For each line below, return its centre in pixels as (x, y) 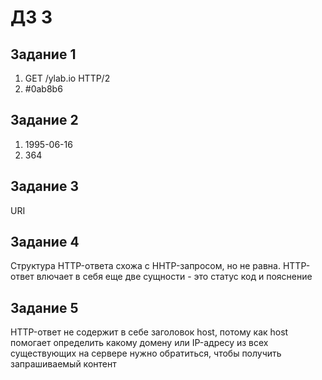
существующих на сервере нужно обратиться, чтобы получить (146, 353)
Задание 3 (44, 186)
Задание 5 (44, 307)
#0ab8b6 (43, 89)
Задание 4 (45, 242)
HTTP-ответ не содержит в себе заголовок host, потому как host (149, 332)
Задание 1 (43, 54)
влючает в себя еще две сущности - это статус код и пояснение (174, 277)
